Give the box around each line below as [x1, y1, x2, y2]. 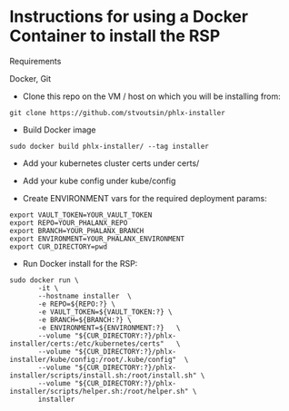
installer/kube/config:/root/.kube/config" [9, 355, 177, 364]
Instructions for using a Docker [9, 6, 248, 27]
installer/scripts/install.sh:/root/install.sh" [9, 370, 197, 380]
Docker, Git [9, 73, 52, 83]
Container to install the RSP [9, 25, 221, 46]
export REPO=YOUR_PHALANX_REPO [9, 218, 128, 228]
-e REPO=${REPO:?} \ [37, 299, 116, 308]
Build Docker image [22, 124, 97, 135]
